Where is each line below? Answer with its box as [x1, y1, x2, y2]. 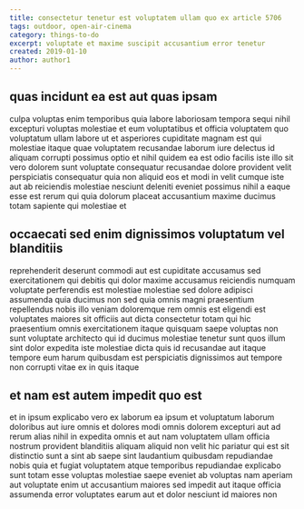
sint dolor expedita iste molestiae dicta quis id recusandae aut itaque [9, 342, 266, 353]
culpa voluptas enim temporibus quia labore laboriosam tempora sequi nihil [9, 113, 290, 124]
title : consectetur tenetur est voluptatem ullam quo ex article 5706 [9, 13, 282, 23]
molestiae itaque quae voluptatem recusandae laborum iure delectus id [9, 142, 275, 153]
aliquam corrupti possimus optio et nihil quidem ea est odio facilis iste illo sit [9, 152, 294, 163]
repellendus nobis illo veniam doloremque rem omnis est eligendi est [9, 304, 266, 314]
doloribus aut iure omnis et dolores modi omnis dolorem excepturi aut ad [9, 422, 281, 433]
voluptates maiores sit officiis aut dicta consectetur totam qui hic [9, 313, 251, 324]
